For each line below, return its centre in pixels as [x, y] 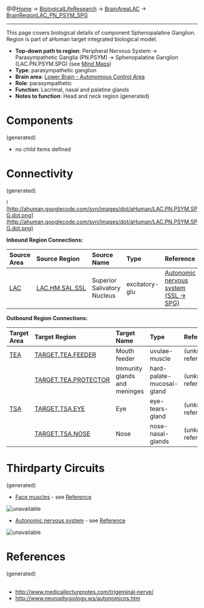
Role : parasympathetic [43, 83]
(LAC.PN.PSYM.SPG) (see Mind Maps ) [63, 64]
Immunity [129, 368]
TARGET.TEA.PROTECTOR [72, 380]
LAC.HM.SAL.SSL [61, 288]
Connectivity [40, 174]
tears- [159, 408]
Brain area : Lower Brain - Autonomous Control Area [80, 77]
